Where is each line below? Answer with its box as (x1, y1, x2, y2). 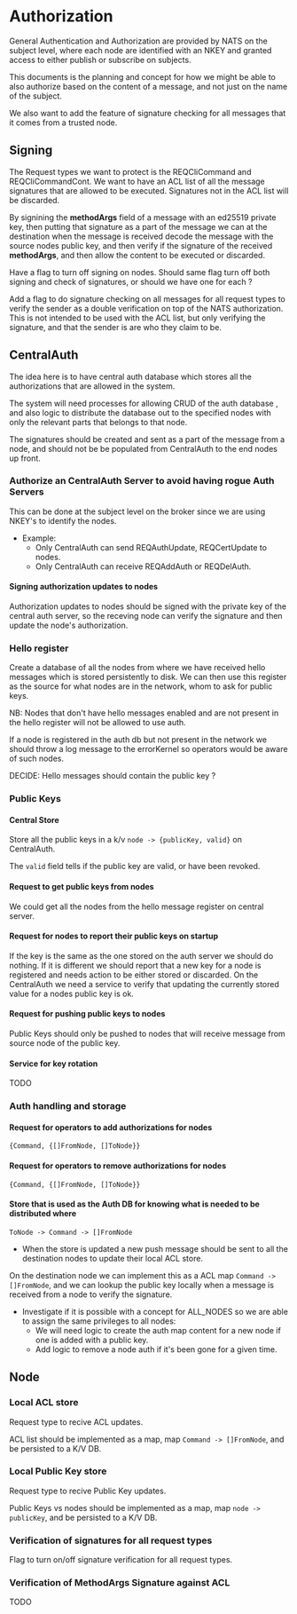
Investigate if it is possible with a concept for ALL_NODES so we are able (21, 1306, 288, 1317)
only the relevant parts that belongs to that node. (9, 416, 188, 427)
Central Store (9, 814, 59, 825)
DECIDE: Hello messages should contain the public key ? (9, 771, 216, 781)
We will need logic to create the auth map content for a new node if (35, 1325, 281, 1335)
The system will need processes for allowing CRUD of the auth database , (9, 398, 278, 408)
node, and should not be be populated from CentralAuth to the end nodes (9, 443, 277, 454)
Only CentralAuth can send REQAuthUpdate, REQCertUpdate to (35, 542, 268, 552)
